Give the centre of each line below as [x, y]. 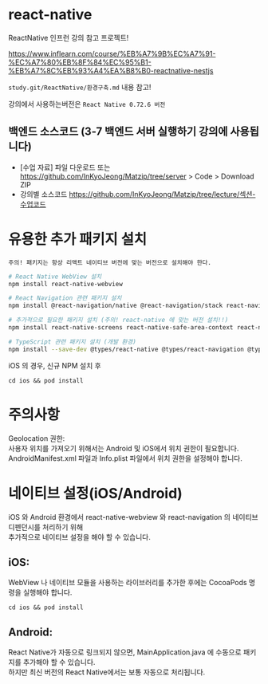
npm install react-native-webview [66, 284]
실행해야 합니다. [47, 592]
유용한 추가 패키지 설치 [78, 239]
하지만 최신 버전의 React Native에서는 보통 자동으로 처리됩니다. [107, 672]
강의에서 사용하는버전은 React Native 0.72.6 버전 [87, 104]
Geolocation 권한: [37, 438]
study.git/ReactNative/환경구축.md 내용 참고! [80, 87]
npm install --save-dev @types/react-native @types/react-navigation [126, 349]
